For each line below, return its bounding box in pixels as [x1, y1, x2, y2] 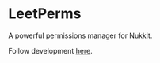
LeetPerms [8, 5, 82, 23]
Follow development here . [8, 46, 93, 55]
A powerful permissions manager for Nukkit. [8, 31, 153, 40]
